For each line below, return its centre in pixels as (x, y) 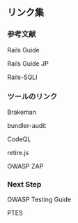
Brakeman (22, 112)
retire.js (18, 152)
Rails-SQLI (22, 77)
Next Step (24, 184)
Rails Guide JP (28, 63)
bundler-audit (27, 125)
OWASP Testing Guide (39, 200)
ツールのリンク (32, 96)
